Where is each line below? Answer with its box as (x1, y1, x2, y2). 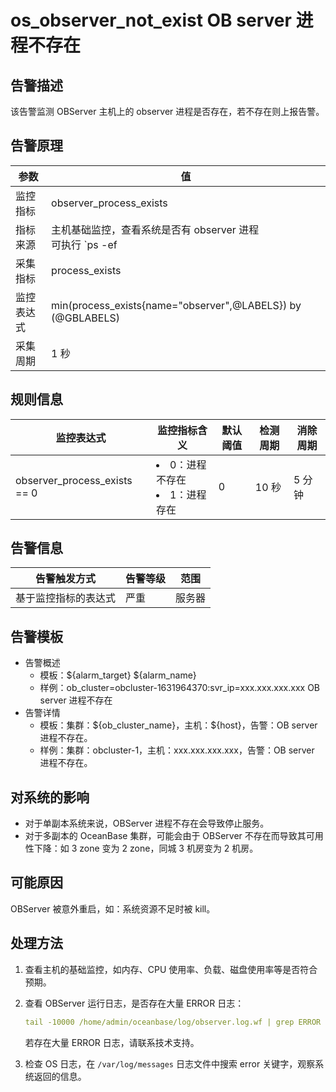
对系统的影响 (10, 789, 90, 806)
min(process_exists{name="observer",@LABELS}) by (51, 298, 302, 312)
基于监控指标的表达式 (15, 591, 117, 605)
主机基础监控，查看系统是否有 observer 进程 (51, 222, 260, 236)
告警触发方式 (35, 572, 97, 586)
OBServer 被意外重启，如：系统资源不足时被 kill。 (10, 902, 216, 915)
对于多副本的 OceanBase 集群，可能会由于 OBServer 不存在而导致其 (24, 830, 307, 842)
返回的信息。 (33, 1070, 87, 1082)
